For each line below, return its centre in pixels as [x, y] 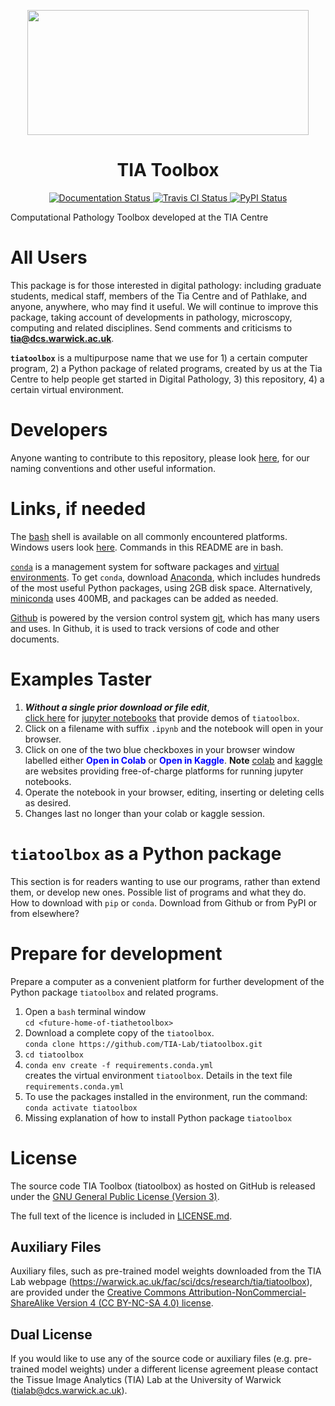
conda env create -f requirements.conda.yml [119, 1065]
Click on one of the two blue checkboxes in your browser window [159, 749]
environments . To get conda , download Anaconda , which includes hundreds [165, 577]
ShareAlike [32, 1303]
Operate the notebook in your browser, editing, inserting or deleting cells [174, 792]
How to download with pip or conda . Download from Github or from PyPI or [164, 902]
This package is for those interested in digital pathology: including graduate [166, 285]
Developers [59, 430]
